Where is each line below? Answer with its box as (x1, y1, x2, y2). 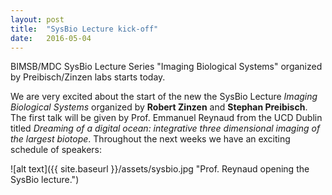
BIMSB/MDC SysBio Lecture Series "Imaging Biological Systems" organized (10, 61, 323, 73)
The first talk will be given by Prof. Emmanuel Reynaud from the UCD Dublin (10, 112, 323, 124)
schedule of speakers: (10, 144, 103, 156)
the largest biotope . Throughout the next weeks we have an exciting (10, 133, 291, 145)
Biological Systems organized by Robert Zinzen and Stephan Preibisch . (10, 101, 308, 113)
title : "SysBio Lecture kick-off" (10, 24, 159, 34)
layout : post (10, 14, 65, 25)
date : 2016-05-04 (10, 33, 92, 43)
